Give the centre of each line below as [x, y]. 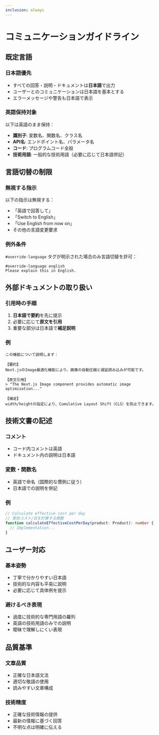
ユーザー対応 [25, 549]
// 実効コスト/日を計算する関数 [35, 518]
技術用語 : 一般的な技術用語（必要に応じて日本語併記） [70, 154]
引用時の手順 [21, 303]
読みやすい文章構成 [33, 688]
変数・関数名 [21, 470]
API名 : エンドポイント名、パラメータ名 [53, 141]
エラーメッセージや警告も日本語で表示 [53, 98]
